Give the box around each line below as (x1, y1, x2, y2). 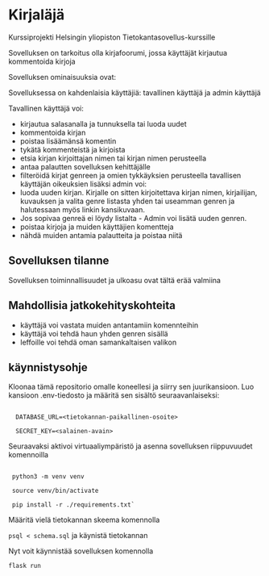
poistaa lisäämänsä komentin (19, 136, 117, 146)
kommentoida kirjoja (8, 56, 76, 66)
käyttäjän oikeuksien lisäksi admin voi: (19, 179, 147, 189)
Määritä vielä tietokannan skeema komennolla (8, 515, 160, 525)
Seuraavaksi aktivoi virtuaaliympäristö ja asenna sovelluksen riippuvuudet (8, 441, 253, 451)
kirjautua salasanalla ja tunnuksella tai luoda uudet (19, 119, 187, 128)
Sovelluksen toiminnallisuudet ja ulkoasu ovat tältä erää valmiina (8, 275, 221, 285)
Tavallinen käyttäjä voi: (8, 103, 85, 113)
